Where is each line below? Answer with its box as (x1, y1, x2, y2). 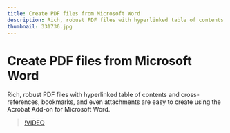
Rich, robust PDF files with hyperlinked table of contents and (7, 91, 180, 99)
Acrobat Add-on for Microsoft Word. (7, 105, 111, 114)
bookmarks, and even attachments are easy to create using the (41, 98, 221, 106)
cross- (180, 91, 200, 99)
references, (7, 98, 40, 106)
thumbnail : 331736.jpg (7, 23, 73, 30)
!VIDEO (23, 118, 45, 127)
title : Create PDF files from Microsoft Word (7, 10, 140, 17)
